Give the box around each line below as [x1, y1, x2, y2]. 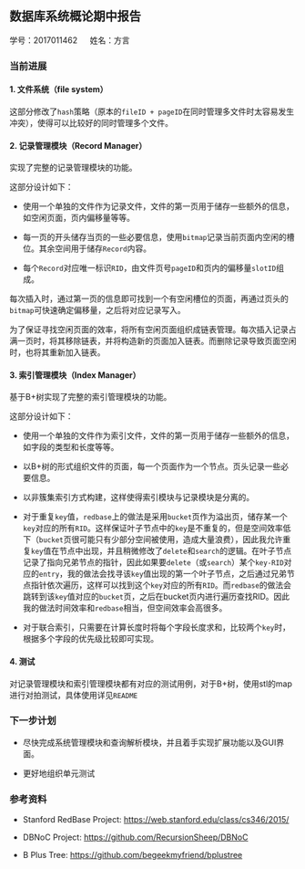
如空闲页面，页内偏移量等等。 [22, 213, 135, 224]
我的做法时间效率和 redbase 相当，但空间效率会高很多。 [22, 602, 228, 613]
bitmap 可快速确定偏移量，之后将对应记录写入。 [9, 305, 186, 316]
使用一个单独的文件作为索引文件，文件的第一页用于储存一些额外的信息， [22, 430, 294, 441]
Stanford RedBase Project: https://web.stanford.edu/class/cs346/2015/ [22, 814, 290, 825]
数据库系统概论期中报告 [9, 8, 141, 25]
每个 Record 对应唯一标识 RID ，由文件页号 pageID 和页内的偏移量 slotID [22, 263, 277, 274]
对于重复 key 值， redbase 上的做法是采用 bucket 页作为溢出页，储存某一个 [22, 511, 289, 522]
